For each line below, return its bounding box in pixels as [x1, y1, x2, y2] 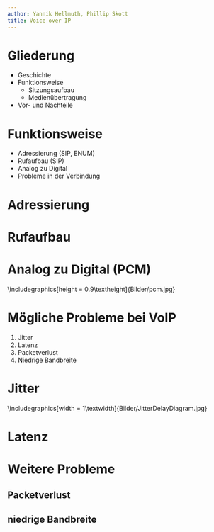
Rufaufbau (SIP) [17, 157, 65, 165]
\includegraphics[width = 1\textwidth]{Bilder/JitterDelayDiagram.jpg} [7, 404, 208, 412]
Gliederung [7, 47, 75, 64]
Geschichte [17, 71, 52, 79]
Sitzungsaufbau [28, 86, 74, 94]
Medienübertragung [28, 94, 87, 102]
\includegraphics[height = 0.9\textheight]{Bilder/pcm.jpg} [7, 285, 176, 293]
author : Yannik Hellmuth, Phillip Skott [7, 10, 129, 18]
